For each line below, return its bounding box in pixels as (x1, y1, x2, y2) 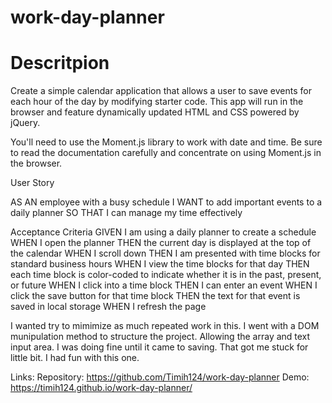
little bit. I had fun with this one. (10, 352, 140, 364)
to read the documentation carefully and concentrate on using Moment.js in (10, 147, 322, 159)
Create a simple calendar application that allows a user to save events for (10, 85, 312, 97)
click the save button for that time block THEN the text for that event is (10, 290, 301, 302)
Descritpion (10, 52, 110, 75)
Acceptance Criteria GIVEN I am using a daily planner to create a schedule (10, 226, 317, 238)
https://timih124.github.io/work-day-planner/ (10, 382, 193, 394)
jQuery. (10, 117, 41, 129)
